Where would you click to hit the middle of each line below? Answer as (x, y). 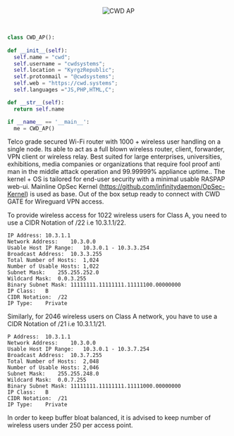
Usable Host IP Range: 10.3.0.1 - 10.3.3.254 (79, 248)
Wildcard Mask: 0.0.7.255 (47, 380)
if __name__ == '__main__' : (49, 122)
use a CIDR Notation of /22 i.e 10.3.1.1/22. (67, 223)
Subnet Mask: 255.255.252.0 (53, 273)
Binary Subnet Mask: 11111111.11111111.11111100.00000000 (94, 285)
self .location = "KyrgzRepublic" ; (64, 70)
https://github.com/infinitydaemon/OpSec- (163, 187)
